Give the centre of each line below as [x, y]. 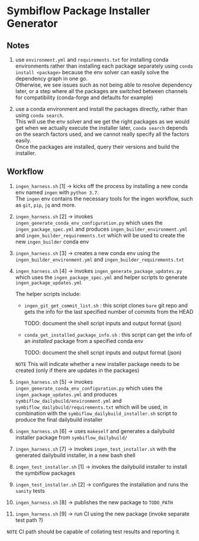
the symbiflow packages [45, 473]
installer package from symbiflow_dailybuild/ [71, 437]
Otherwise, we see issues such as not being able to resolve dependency [104, 85]
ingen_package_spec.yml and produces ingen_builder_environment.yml [101, 229]
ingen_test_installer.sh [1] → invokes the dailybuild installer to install [101, 466]
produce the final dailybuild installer [59, 419]
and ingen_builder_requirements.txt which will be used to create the [100, 235]
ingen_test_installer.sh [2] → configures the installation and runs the [102, 484]
